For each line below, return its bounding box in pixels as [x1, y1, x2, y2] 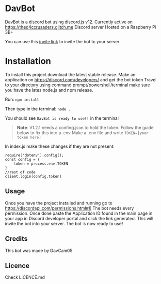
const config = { [5, 157, 40, 162]
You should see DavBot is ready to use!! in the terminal [5, 115, 119, 121]
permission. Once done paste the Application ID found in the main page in [5, 210, 153, 216]
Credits [5, 235, 28, 243]
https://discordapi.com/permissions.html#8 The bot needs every [5, 205, 134, 211]
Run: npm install [5, 96, 40, 102]
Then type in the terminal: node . [5, 106, 71, 111]
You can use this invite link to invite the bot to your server [5, 38, 120, 44]
